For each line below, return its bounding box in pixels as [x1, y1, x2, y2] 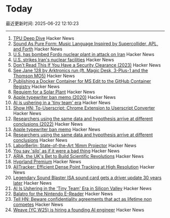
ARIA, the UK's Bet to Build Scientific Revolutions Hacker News [13, 153, 144, 159]
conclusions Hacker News [13, 137, 68, 143]
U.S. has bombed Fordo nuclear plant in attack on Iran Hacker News [13, 51, 154, 57]
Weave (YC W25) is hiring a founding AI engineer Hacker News [13, 206, 144, 212]
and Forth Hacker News [13, 46, 63, 52]
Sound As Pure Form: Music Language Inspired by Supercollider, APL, [13, 40, 158, 46]
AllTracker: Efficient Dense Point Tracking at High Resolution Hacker [13, 163, 155, 170]
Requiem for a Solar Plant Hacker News [13, 89, 95, 95]
